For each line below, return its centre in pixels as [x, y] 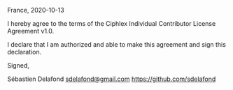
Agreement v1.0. [31, 31]
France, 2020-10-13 [36, 10]
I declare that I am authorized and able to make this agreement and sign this [116, 44]
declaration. [24, 52]
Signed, [18, 65]
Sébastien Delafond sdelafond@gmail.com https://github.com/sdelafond [112, 79]
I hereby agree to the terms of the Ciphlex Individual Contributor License [112, 23]
